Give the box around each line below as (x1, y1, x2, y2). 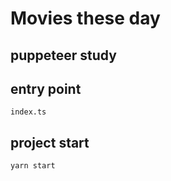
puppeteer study (10, 47, 117, 64)
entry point (10, 80, 82, 97)
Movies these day (10, 7, 161, 30)
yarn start (10, 161, 56, 171)
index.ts (10, 107, 47, 117)
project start (10, 134, 90, 151)
